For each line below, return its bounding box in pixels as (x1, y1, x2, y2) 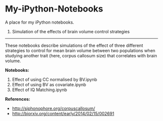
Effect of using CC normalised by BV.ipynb (12, 76, 98, 82)
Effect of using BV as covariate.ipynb (12, 81, 86, 87)
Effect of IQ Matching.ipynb (12, 87, 67, 93)
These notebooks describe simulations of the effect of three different (5, 42, 143, 48)
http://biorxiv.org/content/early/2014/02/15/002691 (12, 110, 114, 116)
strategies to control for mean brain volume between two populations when (5, 47, 156, 54)
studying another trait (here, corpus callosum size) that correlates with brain (5, 53, 158, 58)
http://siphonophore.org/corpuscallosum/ (12, 105, 96, 111)
